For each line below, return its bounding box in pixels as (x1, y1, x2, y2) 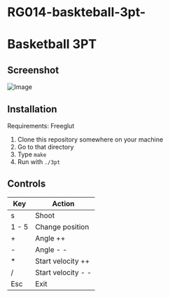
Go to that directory (17, 143, 74, 151)
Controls (7, 178, 46, 190)
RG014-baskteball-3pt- (7, 4, 146, 20)
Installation (7, 103, 57, 115)
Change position (34, 222, 90, 231)
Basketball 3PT (7, 36, 97, 53)
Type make (17, 150, 47, 158)
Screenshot (7, 64, 59, 76)
